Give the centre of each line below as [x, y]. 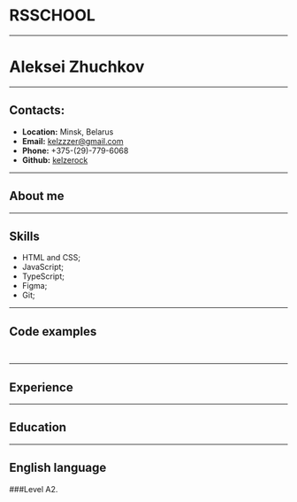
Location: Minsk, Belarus [68, 131]
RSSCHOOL [52, 15]
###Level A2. [34, 489]
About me [37, 196]
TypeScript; [43, 276]
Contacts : [37, 110]
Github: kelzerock [55, 159]
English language [58, 468]
